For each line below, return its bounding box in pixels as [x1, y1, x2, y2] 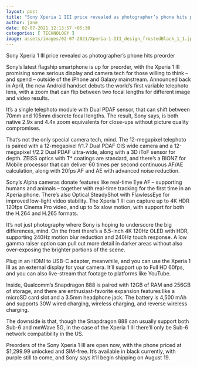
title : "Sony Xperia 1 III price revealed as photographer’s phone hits [6, 14, 188, 20]
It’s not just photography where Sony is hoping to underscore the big [6, 221, 172, 228]
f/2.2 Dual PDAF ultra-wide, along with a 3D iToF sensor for [32, 149, 176, 156]
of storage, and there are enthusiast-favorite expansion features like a [6, 288, 175, 294]
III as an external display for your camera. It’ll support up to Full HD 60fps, [6, 264, 185, 271]
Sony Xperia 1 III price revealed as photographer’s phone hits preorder [6, 52, 175, 59]
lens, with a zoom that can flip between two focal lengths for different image [6, 89, 191, 95]
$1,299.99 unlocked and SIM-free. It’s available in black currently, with [6, 348, 176, 355]
